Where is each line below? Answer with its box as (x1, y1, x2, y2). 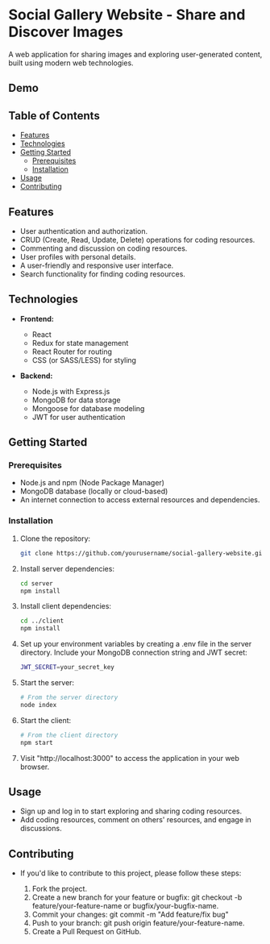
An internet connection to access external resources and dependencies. (19, 495, 260, 505)
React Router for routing (31, 347, 113, 356)
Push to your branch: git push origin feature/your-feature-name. (31, 918, 245, 928)
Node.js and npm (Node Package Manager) (19, 478, 165, 488)
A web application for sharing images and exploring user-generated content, (8, 49, 263, 59)
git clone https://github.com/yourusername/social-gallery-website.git (19, 549, 266, 557)
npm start (19, 738, 54, 746)
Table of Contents (8, 109, 101, 123)
